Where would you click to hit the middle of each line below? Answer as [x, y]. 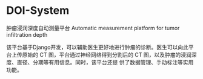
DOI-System [38, 11]
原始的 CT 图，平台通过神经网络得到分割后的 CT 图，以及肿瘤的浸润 [107, 54]
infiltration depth [27, 34]
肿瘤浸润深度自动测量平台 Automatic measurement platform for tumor [93, 28]
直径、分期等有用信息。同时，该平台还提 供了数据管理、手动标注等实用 [105, 62]
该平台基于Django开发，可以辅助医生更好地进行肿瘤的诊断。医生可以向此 [98, 47]
